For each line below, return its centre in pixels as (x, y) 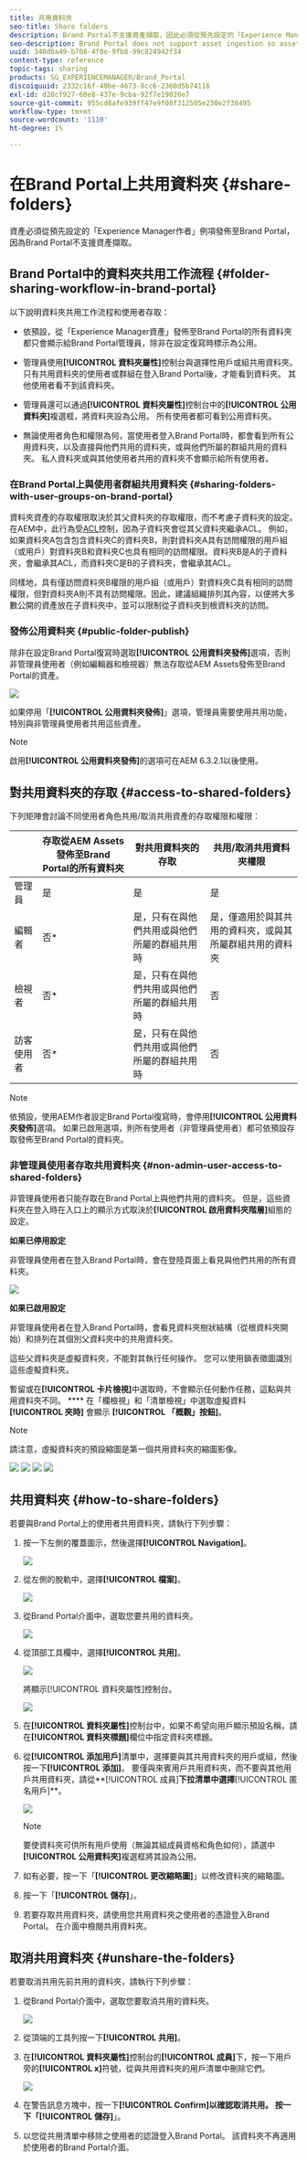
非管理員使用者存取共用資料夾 (75, 1166)
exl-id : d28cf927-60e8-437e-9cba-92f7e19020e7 (100, 94)
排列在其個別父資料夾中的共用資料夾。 (106, 1339)
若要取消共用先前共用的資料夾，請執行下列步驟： (101, 1982)
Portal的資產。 (37, 676)
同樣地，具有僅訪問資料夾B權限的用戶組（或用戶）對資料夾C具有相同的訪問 (151, 582)
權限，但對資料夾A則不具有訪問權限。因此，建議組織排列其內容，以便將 (144, 594)
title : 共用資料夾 (41, 18)
